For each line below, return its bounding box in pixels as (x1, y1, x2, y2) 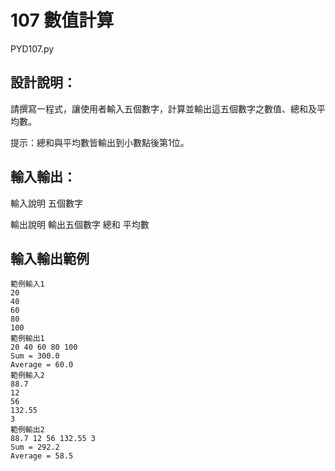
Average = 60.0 (10, 360, 74, 370)
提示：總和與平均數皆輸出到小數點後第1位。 (10, 136, 190, 148)
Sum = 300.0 (10, 351, 60, 361)
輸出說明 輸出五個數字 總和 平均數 (10, 218, 150, 230)
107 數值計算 (10, 9, 115, 32)
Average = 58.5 (10, 451, 74, 461)
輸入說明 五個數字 (10, 197, 83, 209)
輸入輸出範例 (10, 250, 90, 267)
